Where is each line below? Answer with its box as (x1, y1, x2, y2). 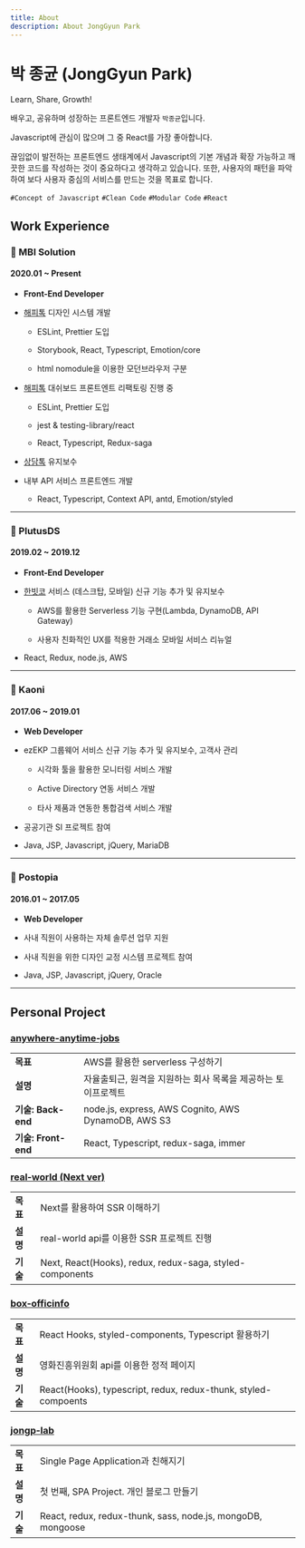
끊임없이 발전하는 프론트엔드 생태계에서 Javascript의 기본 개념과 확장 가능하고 (10, 151, 286, 162)
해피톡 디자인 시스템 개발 (23, 307, 111, 317)
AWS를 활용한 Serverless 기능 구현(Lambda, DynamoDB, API (36, 605, 259, 617)
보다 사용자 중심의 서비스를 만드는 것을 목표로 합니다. (26, 174, 214, 185)
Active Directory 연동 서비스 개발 (36, 784, 156, 794)
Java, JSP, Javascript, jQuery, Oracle (23, 969, 162, 980)
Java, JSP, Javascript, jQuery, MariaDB (23, 840, 170, 851)
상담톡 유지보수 (23, 455, 78, 467)
